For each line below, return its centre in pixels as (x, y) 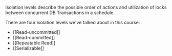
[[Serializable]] (28, 48)
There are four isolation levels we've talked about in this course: (73, 22)
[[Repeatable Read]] (34, 43)
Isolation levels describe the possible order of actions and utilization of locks (86, 7)
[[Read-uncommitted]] (36, 32)
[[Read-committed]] (34, 38)
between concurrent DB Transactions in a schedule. (60, 13)
